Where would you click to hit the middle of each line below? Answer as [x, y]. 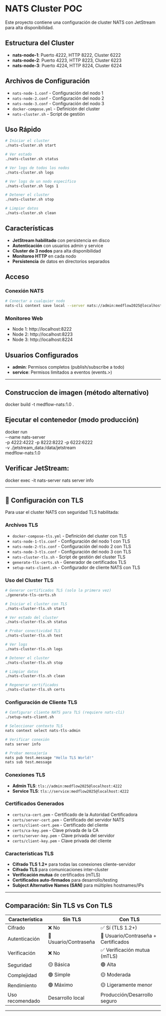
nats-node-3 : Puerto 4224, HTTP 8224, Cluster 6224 [67, 65]
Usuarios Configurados [42, 355]
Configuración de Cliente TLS [41, 702]
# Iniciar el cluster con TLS [36, 604]
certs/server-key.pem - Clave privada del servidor [63, 835]
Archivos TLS [22, 525]
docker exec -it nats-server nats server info [49, 480]
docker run [16, 432]
